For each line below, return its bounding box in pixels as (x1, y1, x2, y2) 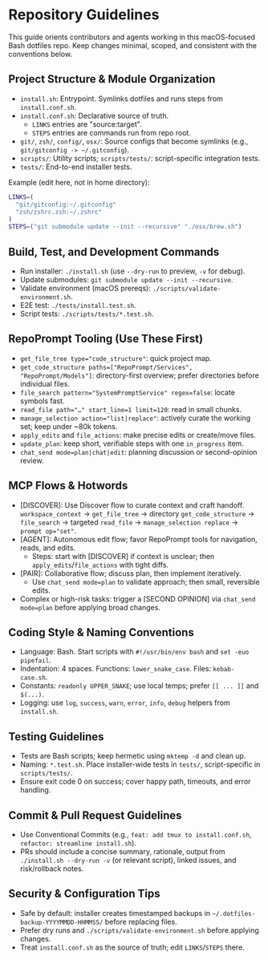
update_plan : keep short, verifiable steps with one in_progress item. (19, 439, 245, 448)
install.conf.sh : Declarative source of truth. (19, 111, 169, 120)
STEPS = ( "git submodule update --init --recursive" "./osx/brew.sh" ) (8, 223, 242, 231)
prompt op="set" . (19, 525, 77, 535)
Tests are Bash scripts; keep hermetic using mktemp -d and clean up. (19, 751, 246, 761)
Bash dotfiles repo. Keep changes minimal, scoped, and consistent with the (8, 40, 257, 50)
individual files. (19, 379, 71, 388)
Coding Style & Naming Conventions (8, 626, 194, 639)
